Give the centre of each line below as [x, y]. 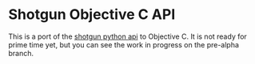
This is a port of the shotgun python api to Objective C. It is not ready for [128, 36]
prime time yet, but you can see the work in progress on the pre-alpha [124, 44]
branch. [21, 53]
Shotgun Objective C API [92, 15]
